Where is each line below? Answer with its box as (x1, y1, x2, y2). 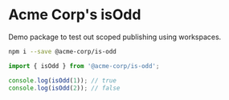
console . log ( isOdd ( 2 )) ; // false (8, 84, 121, 92)
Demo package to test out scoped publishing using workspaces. (8, 32, 222, 42)
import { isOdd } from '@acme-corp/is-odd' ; (8, 62, 160, 70)
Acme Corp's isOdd (8, 6, 141, 24)
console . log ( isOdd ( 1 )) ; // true (8, 76, 117, 85)
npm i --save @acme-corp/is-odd (8, 47, 117, 55)
